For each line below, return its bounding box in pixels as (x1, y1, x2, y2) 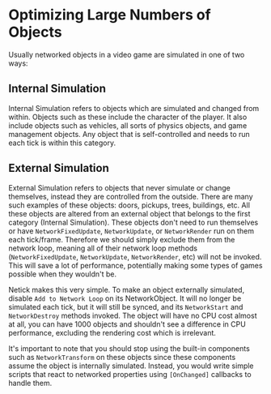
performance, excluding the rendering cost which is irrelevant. (8, 328, 217, 337)
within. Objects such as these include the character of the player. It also (8, 112, 248, 122)
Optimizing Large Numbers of (8, 6, 212, 24)
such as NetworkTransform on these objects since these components (8, 352, 236, 362)
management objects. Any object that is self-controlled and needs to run (8, 129, 251, 139)
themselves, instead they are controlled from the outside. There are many (8, 191, 253, 201)
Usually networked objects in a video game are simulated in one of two (8, 49, 245, 59)
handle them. (8, 378, 53, 388)
